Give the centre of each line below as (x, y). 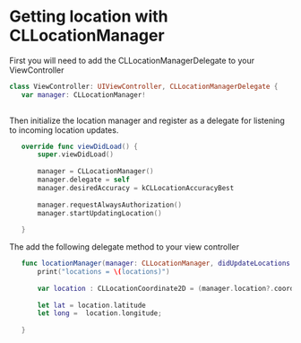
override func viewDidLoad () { (80, 146)
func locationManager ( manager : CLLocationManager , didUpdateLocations (156, 264)
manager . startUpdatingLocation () (100, 213)
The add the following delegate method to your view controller (125, 247)
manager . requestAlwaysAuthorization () (109, 205)
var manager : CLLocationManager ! (83, 95)
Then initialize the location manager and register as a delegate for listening (147, 120)
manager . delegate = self (83, 180)
